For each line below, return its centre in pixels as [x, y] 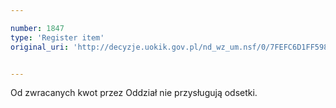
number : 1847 [37, 28]
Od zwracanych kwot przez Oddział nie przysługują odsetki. [134, 93]
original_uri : [40, 47]
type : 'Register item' [57, 37]
